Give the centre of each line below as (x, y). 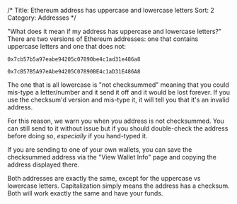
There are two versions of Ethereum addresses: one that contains (103, 39)
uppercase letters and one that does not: (67, 46)
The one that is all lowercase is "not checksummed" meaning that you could (118, 85)
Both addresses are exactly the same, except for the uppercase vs (104, 178)
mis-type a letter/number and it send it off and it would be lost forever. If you (119, 92)
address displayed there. (44, 164)
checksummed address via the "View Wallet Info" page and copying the (112, 157)
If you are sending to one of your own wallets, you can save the (100, 150)
